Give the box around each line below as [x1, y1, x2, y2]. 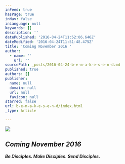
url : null [9, 90, 30, 95]
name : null [9, 81, 32, 85]
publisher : [5, 76, 28, 81]
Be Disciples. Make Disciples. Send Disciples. [5, 153, 100, 159]
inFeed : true [5, 7, 32, 12]
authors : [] [5, 72, 30, 77]
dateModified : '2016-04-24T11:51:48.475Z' [5, 40, 94, 44]
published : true [5, 67, 39, 72]
